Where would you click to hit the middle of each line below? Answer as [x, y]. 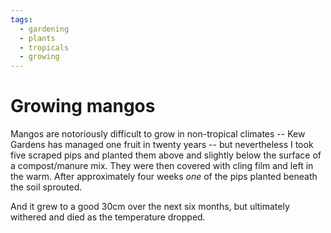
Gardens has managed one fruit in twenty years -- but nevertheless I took [162, 145]
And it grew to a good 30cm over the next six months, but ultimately [150, 207]
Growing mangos [83, 106]
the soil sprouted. [46, 187]
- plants [37, 38]
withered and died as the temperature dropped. [108, 217]
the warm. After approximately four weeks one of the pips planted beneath [164, 177]
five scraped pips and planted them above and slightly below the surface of [166, 155]
